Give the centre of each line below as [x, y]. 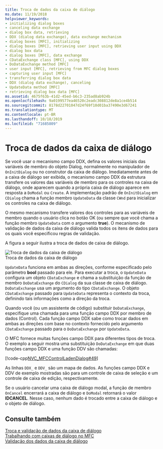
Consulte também [33, 419]
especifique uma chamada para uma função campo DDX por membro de [78, 313]
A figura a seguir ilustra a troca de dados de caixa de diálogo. [67, 243]
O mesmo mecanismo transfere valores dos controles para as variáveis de [80, 213]
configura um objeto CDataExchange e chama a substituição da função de [78, 278]
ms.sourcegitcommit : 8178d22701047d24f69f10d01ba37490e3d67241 [71, 106]
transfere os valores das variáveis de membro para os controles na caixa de [81, 183]
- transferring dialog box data [38, 78]
